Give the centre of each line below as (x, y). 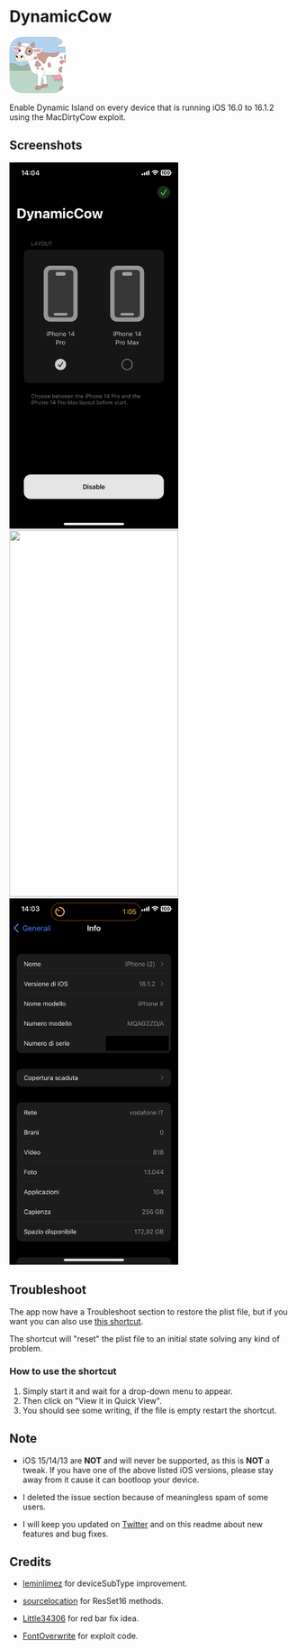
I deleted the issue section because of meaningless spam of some (145, 1497)
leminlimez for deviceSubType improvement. (105, 1583)
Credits (31, 1562)
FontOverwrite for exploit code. (80, 1636)
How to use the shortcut (63, 1371)
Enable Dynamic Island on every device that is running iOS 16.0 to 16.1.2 (142, 107)
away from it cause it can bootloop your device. (111, 1480)
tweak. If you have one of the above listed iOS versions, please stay (148, 1470)
